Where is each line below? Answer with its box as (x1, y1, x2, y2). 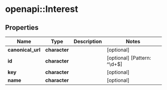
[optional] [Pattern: (106, 55, 152, 61)
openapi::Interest (5, 3, 79, 15)
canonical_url (7, 46, 41, 53)
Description (74, 38, 102, 45)
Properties (5, 23, 39, 32)
